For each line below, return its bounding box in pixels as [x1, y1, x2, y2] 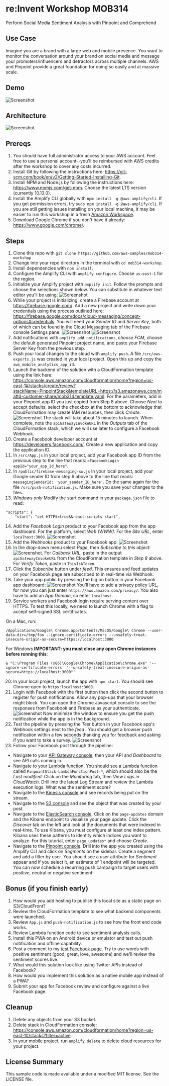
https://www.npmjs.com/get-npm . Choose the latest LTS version [13, 185, 146, 191]
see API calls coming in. [13, 758, 63, 763]
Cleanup [6, 1003, 33, 1012]
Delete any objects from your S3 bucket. [13, 1016, 97, 1022]
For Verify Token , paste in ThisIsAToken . [13, 561, 96, 566]
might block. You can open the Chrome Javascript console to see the [13, 700, 156, 705]
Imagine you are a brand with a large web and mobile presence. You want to [6, 47, 163, 53]
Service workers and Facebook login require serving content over [13, 598, 149, 604]
